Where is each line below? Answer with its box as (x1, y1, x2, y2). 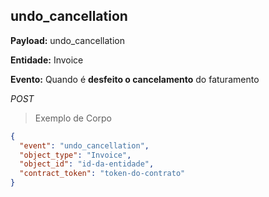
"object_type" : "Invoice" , (19, 150, 132, 160)
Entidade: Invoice (10, 54, 84, 66)
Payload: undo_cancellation (10, 34, 125, 46)
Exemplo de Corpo (34, 112, 113, 124)
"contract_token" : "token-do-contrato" (19, 169, 186, 179)
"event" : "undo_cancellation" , (19, 140, 150, 151)
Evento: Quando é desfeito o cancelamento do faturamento (10, 73, 260, 85)
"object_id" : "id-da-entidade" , (19, 159, 155, 169)
